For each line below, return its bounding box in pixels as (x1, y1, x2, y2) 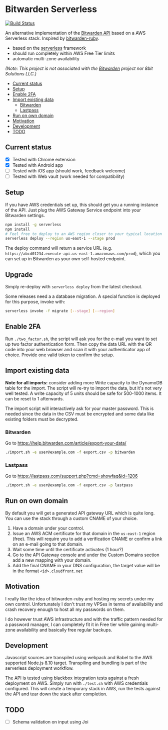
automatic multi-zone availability (12, 55, 80, 61)
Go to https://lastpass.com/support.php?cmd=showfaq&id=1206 (5, 473, 138, 479)
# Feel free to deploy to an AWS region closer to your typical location (5, 231, 162, 237)
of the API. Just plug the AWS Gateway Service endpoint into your (5, 207, 141, 213)
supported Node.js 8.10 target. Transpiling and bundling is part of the (5, 660, 147, 666)
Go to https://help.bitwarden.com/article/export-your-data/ (5, 440, 126, 446)
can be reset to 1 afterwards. (5, 395, 64, 401)
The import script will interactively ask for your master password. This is (5, 405, 154, 411)
